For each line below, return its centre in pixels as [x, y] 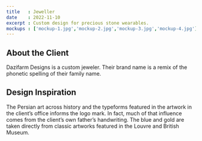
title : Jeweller [31, 12]
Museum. [18, 132]
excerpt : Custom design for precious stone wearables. [78, 23]
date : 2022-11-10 [33, 17]
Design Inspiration [41, 93]
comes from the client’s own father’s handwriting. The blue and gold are [95, 119]
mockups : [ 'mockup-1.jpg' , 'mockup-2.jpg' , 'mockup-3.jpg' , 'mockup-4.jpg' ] [102, 28]
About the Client [38, 52]
